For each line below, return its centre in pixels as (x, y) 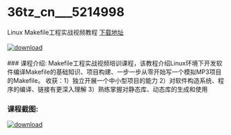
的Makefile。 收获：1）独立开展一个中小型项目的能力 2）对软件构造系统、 (113, 80)
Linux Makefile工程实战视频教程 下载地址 (65, 32)
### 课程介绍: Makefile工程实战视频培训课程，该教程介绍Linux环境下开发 (112, 63)
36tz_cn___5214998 (66, 12)
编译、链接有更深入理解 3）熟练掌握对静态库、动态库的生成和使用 (113, 89)
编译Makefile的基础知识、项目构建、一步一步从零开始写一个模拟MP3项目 (117, 72)
